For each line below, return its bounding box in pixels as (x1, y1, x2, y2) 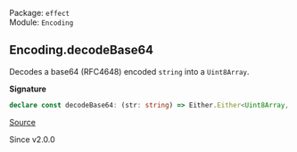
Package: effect (9, 8, 70, 18)
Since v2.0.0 (9, 133, 55, 145)
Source (9, 116, 36, 127)
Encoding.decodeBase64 (9, 43, 154, 58)
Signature (9, 84, 47, 94)
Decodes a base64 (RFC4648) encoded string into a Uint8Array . (9, 66, 250, 76)
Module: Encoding (9, 17, 74, 28)
